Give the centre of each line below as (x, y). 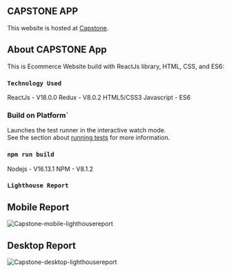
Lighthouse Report (38, 186)
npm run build (31, 155)
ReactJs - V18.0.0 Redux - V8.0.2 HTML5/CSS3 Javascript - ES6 (99, 97)
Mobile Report (38, 207)
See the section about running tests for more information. (89, 138)
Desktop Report (42, 245)
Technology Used (34, 83)
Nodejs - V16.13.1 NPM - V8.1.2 (50, 169)
